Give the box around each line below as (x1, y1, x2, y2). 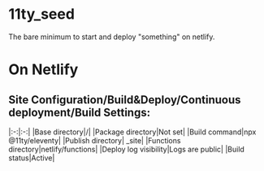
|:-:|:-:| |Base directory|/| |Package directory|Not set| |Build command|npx (8, 127, 257, 137)
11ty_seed (8, 5, 76, 24)
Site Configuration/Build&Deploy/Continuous (8, 93, 241, 107)
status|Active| (8, 152, 55, 163)
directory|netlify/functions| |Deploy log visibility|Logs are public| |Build (8, 144, 245, 154)
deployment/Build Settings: (8, 105, 151, 119)
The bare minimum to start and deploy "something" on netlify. (8, 32, 215, 42)
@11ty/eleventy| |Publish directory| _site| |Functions (8, 135, 181, 145)
